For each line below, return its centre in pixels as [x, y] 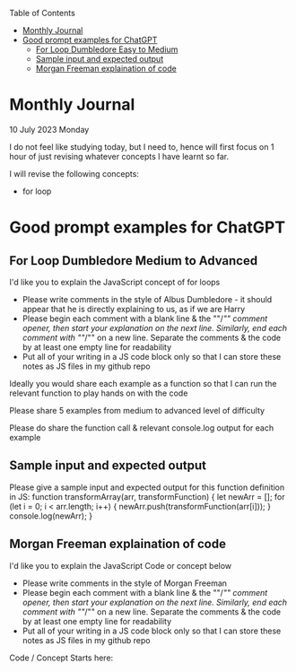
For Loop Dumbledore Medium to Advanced [134, 261]
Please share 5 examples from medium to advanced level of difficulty [137, 410]
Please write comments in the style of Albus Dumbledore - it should [147, 299]
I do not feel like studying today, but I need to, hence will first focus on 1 [142, 146]
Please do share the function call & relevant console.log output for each [142, 428]
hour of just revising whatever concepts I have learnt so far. [119, 156]
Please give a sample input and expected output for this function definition [147, 487]
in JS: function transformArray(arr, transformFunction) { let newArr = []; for [147, 496]
